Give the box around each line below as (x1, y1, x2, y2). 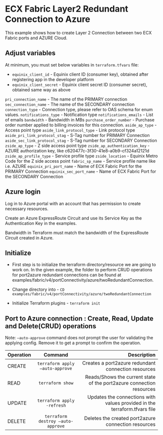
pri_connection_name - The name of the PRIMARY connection (5, 96, 128, 102)
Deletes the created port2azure (84, 415, 156, 422)
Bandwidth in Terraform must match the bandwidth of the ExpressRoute (5, 230, 149, 235)
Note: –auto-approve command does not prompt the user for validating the (5, 335, 154, 341)
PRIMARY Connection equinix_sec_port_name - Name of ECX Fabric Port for (5, 168, 156, 174)
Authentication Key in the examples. (5, 220, 77, 226)
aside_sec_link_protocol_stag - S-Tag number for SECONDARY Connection (5, 137, 157, 143)
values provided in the (105, 400, 156, 406)
